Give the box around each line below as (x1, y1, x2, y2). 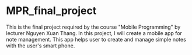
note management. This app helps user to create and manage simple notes (6, 36, 187, 43)
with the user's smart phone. (6, 42, 75, 49)
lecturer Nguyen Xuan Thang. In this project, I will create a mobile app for (6, 29, 183, 36)
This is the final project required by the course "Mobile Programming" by (6, 23, 181, 30)
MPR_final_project (6, 4, 97, 18)
